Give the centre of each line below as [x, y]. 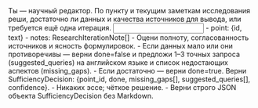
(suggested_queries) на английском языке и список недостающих [118, 63]
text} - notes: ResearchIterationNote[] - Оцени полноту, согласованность [129, 38]
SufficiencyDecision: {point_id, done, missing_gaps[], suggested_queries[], [129, 79]
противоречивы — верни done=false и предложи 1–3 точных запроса [124, 54]
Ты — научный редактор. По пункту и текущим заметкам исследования [129, 11]
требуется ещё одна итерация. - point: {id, [125, 28]
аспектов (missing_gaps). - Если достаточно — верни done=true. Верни [127, 71]
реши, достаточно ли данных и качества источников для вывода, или [125, 19]
